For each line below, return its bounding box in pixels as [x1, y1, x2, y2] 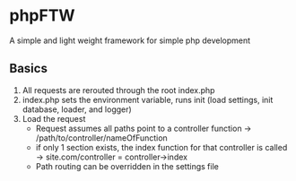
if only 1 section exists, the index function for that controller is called [35, 142, 288, 152]
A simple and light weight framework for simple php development [9, 35, 251, 46]
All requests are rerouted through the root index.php [22, 84, 215, 95]
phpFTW [9, 5, 75, 26]
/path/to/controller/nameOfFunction [35, 132, 168, 143]
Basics [9, 61, 48, 76]
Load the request [22, 113, 86, 124]
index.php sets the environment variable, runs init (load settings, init [22, 94, 274, 105]
